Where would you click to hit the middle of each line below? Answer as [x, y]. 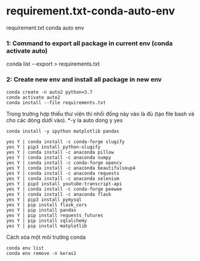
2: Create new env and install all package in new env [84, 79]
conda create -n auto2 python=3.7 [50, 92]
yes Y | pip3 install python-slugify [53, 147]
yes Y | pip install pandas [41, 210]
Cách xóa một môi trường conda [46, 237]
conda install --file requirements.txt [56, 103]
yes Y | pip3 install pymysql [44, 200]
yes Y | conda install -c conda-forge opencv [64, 163]
